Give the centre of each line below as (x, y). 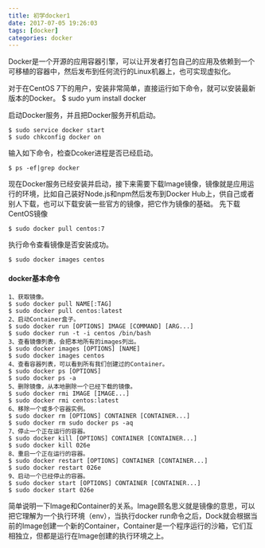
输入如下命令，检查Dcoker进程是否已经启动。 (83, 153)
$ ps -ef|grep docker (44, 168)
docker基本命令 (34, 278)
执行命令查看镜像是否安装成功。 (60, 245)
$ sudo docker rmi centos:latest (64, 401)
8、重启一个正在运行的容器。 (49, 454)
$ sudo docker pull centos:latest (66, 311)
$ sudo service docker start (57, 131)
